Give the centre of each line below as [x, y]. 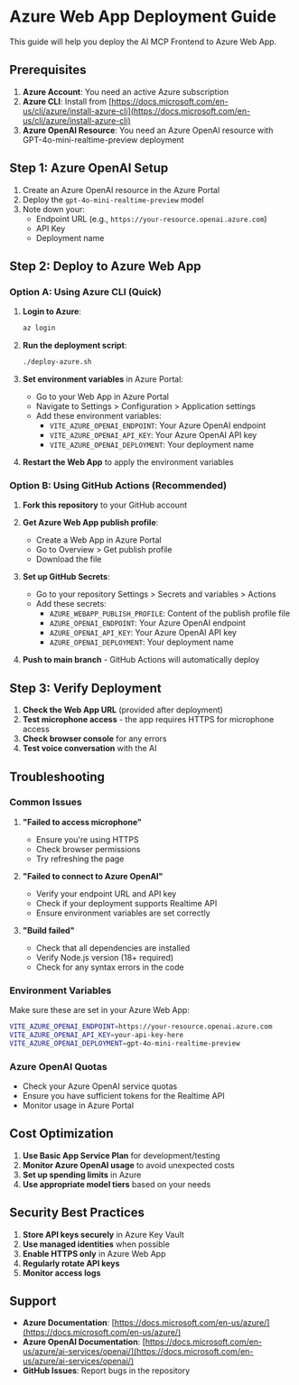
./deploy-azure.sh [57, 362]
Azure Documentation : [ [69, 1323]
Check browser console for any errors [94, 739]
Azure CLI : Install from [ [67, 101]
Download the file [69, 559]
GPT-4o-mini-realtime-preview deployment [103, 139]
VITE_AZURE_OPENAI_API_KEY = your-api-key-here [96, 1035]
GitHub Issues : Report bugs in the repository [106, 1371]
